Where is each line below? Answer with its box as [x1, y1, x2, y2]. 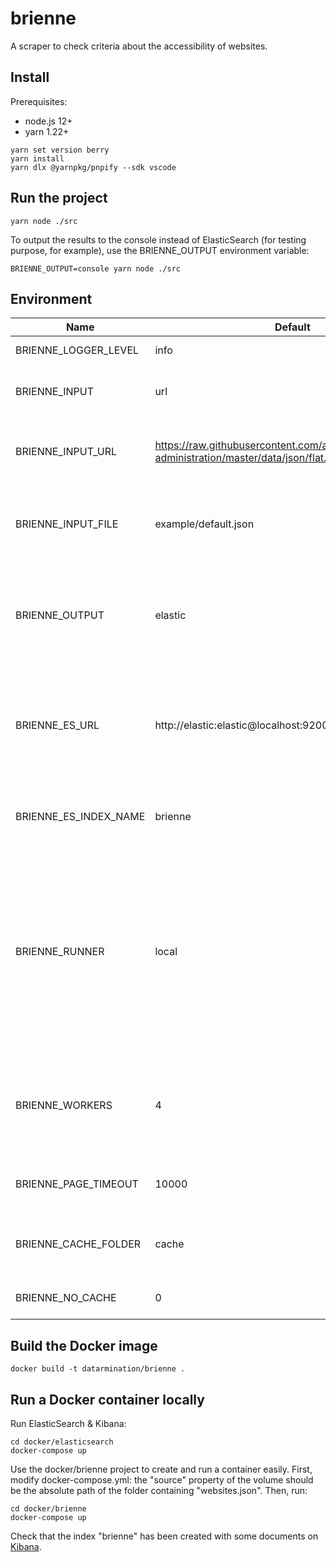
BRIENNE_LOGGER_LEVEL [15, 343, 140, 357]
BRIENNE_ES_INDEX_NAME [15, 810, 146, 824]
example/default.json [154, 517, 255, 531]
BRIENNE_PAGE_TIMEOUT [15, 1177, 139, 1191]
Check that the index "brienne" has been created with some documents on [10, 1530, 319, 1542]
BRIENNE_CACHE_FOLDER [15, 1237, 142, 1251]
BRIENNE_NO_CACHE [15, 1291, 117, 1305]
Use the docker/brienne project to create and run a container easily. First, [10, 1463, 313, 1475]
